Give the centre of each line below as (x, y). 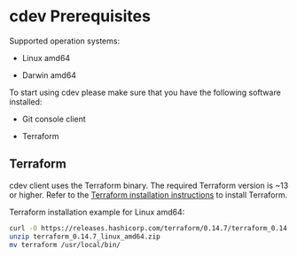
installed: (26, 101)
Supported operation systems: (65, 41)
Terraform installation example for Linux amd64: (97, 212)
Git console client (54, 119)
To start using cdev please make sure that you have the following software (145, 92)
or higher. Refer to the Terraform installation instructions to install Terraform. (148, 195)
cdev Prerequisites (80, 16)
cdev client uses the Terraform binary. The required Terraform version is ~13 (149, 185)
